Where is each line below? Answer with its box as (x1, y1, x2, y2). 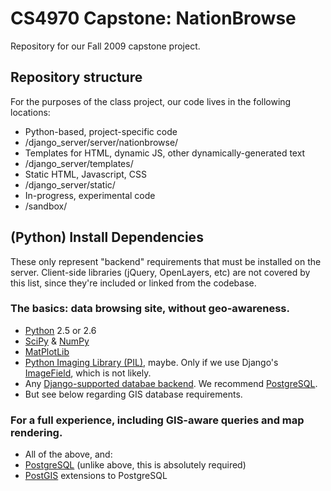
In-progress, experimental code (24, 189, 156, 201)
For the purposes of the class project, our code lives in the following (10, 95, 292, 107)
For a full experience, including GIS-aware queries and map (10, 413, 305, 427)
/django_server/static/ (24, 178, 116, 191)
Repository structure (10, 69, 143, 86)
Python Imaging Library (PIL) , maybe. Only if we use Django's (24, 356, 279, 368)
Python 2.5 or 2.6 (24, 324, 97, 336)
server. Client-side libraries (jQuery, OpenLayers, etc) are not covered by (10, 266, 311, 278)
